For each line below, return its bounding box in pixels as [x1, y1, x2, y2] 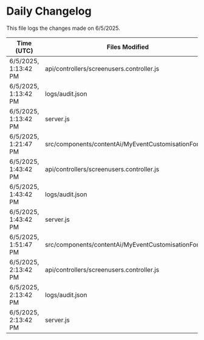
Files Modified [106, 43, 149, 51]
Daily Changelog [6, 4, 92, 18]
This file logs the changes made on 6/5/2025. [6, 24, 120, 32]
